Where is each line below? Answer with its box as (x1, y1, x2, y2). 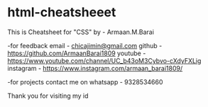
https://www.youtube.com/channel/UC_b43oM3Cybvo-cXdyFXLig (7, 56, 202, 64)
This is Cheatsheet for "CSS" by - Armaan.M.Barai (7, 28, 155, 36)
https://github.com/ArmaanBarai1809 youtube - (7, 49, 146, 57)
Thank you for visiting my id (7, 91, 89, 100)
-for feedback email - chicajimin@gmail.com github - (7, 41, 163, 50)
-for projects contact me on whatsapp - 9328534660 (7, 77, 163, 86)
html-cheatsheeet (7, 4, 116, 21)
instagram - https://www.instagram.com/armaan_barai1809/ (7, 64, 183, 72)
